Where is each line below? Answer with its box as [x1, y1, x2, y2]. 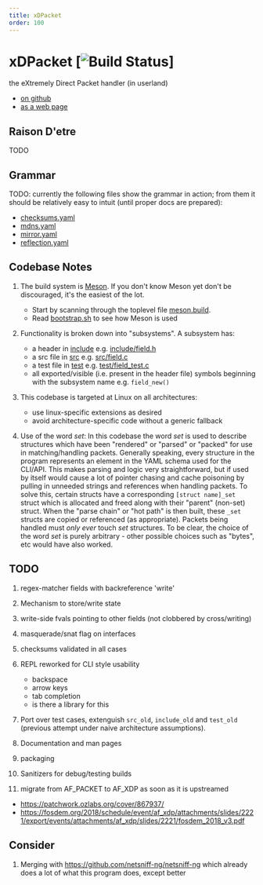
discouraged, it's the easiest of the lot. [20, 290, 145, 299]
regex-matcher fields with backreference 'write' [20, 583, 175, 593]
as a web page [20, 102, 68, 112]
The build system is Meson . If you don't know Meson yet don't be [20, 281, 232, 291]
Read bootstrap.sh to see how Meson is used [31, 313, 178, 323]
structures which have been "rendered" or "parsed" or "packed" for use [20, 439, 253, 448]
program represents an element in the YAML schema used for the [20, 456, 232, 466]
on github [20, 93, 52, 103]
